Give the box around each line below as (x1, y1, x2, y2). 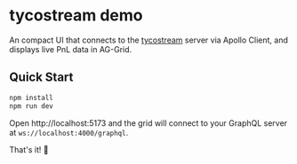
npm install (9, 93, 53, 102)
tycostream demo (9, 5, 143, 26)
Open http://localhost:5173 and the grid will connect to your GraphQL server (9, 117, 287, 129)
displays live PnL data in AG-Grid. (9, 43, 132, 54)
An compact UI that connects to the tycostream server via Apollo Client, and (9, 35, 289, 45)
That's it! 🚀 (9, 144, 49, 155)
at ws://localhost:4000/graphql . (9, 127, 129, 137)
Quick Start (9, 70, 74, 85)
